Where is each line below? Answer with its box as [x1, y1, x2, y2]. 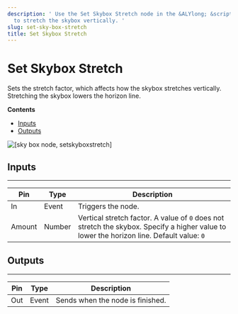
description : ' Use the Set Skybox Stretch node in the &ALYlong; [7, 10, 208, 18]
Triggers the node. [77, 201, 140, 211]
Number [43, 222, 72, 231]
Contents [7, 106, 35, 114]
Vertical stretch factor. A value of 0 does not [77, 213, 225, 223]
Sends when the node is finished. [55, 295, 166, 305]
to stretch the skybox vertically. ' [13, 17, 125, 24]
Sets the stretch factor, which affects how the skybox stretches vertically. [7, 84, 222, 93]
